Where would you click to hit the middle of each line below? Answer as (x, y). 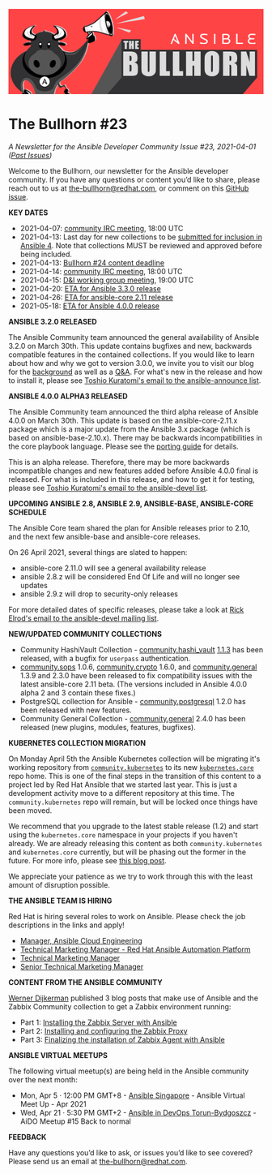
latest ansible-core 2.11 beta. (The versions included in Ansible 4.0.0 (133, 684)
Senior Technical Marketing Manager (82, 966)
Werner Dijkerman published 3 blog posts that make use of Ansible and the (134, 998)
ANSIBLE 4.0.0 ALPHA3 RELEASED (68, 396)
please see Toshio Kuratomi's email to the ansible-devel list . (108, 488)
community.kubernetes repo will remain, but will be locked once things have (133, 802)
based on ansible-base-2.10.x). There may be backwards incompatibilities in (136, 437)
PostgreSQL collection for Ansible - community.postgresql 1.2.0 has (133, 701)
